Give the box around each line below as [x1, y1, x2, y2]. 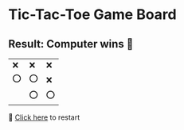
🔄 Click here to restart [8, 113, 80, 122]
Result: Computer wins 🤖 [8, 37, 134, 51]
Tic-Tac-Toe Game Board [8, 6, 177, 24]
